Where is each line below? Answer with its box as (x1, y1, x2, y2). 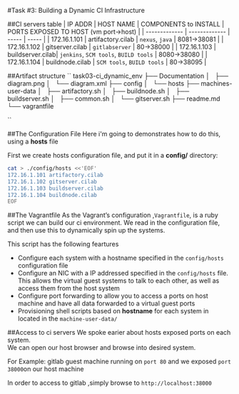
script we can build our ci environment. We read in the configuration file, (7, 218, 220, 227)
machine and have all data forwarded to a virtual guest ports (17, 299, 195, 308)
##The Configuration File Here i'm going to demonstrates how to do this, (7, 130, 221, 138)
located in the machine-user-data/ (17, 314, 118, 323)
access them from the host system (17, 284, 120, 293)
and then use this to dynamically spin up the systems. (7, 226, 166, 235)
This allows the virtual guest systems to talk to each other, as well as (17, 276, 220, 285)
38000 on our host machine (7, 365, 84, 373)
